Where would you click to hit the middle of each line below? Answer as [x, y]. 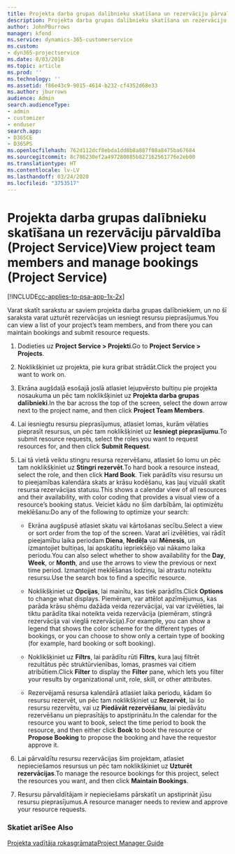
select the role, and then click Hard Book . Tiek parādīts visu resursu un [120, 475]
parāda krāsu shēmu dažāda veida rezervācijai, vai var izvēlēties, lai [126, 606]
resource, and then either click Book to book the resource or [115, 730]
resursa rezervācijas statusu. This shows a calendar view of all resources [122, 490]
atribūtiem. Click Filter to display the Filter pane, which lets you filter [126, 672]
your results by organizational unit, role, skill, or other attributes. [120, 680]
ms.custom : [23, 46]
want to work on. [42, 375]
